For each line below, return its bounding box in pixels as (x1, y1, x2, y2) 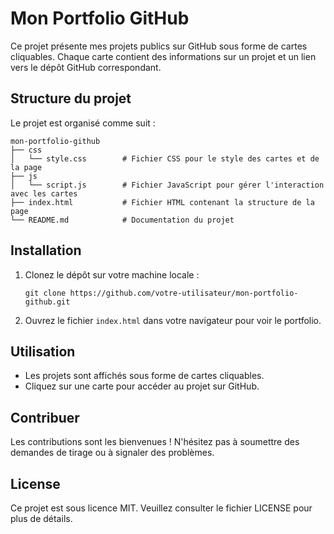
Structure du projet (10, 90, 132, 107)
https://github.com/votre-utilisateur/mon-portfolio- (69, 288, 299, 298)
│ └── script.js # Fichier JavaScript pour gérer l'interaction (10, 180, 325, 190)
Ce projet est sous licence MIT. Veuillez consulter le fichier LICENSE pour (10, 502, 313, 514)
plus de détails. (10, 513, 73, 524)
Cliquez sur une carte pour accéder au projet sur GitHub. (24, 380, 260, 392)
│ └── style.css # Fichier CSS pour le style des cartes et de (10, 153, 320, 164)
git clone (24, 288, 67, 298)
